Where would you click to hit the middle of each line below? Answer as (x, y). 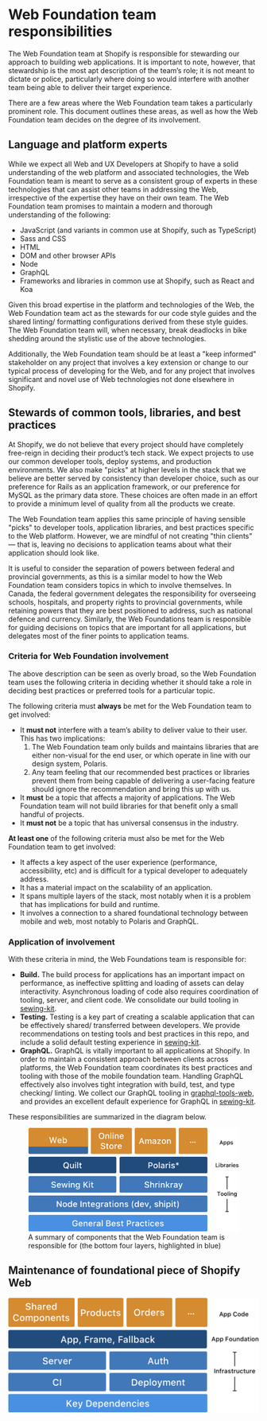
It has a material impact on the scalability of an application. (116, 887)
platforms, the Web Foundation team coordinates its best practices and (136, 1068)
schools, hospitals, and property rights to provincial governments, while (126, 601)
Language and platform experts (88, 145)
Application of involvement (62, 942)
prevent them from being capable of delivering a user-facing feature (143, 781)
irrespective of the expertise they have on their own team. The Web (118, 197)
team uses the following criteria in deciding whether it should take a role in (130, 682)
